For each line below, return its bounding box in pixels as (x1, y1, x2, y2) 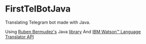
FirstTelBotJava (5, 3, 71, 15)
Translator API (5, 34, 34, 40)
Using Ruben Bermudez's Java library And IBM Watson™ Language (5, 29, 141, 34)
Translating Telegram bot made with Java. (5, 19, 90, 25)
